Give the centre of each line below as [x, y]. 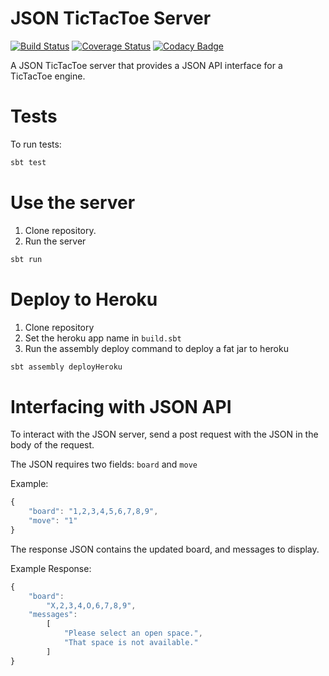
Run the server [55, 241]
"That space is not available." [131, 643]
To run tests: [36, 144]
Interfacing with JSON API [121, 406]
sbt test [28, 162]
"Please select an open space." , [133, 633]
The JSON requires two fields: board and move [104, 464]
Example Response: [51, 568]
